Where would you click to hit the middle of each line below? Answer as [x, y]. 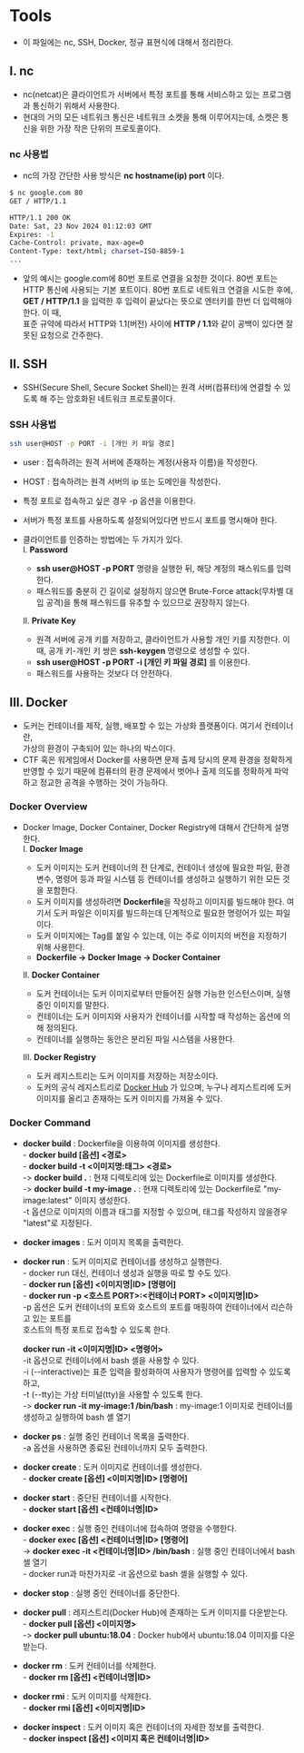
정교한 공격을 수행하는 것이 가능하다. [104, 782]
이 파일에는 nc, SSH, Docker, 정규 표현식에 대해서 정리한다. [128, 42]
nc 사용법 [29, 154]
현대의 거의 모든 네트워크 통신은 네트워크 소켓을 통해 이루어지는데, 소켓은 [151, 117]
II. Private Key [49, 621]
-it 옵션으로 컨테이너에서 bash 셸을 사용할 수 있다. [111, 1361]
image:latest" [47, 1201]
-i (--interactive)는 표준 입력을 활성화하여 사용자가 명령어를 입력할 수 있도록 [157, 1372]
